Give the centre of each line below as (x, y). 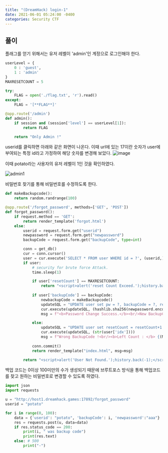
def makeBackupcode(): (29, 194)
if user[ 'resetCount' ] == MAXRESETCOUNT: (76, 281)
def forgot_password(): (30, 212)
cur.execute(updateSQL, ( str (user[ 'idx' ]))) (88, 332)
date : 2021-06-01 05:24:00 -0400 (40, 15)
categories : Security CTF (32, 19)
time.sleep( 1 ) (46, 272)
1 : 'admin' (26, 72)
